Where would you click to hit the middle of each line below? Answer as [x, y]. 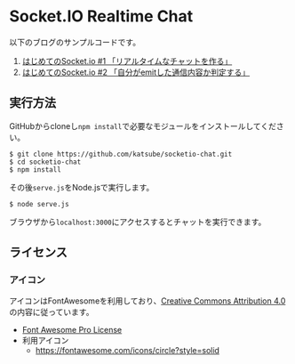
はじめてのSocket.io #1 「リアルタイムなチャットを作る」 [127, 61]
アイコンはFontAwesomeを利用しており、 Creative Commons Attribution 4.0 [147, 301]
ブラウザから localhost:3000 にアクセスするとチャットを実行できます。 [138, 222]
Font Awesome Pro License [72, 330]
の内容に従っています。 [52, 312]
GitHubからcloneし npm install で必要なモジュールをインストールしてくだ [143, 125]
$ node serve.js [39, 204]
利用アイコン [45, 341]
